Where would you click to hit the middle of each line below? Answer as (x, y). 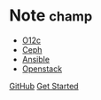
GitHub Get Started (44, 86)
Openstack (42, 69)
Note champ (51, 16)
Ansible (36, 59)
